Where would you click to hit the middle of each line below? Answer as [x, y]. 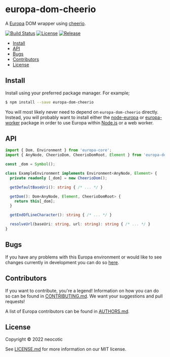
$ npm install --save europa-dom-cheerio [50, 102]
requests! [15, 301]
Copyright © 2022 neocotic [34, 339]
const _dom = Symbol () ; [30, 164]
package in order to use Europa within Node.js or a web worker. [87, 122]
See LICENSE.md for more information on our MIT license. [66, 349]
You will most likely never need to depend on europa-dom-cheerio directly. [82, 112]
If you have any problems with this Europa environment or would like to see [83, 257]
